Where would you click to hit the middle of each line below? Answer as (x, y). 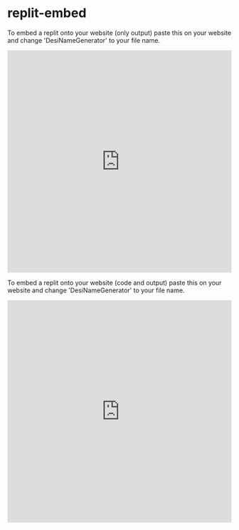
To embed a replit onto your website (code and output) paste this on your (115, 282)
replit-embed (47, 13)
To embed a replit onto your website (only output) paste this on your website (119, 33)
